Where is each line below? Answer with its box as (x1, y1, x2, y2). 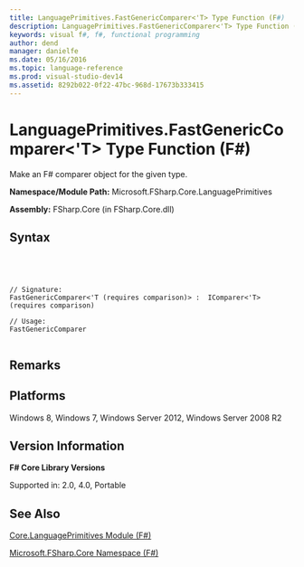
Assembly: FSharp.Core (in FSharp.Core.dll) (9, 203, 175, 214)
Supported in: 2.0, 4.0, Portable (9, 480, 127, 491)
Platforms (9, 388, 66, 403)
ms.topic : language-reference (9, 64, 124, 73)
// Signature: (9, 286, 63, 295)
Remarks (9, 357, 62, 373)
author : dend (9, 38, 59, 48)
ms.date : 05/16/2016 (9, 55, 88, 64)
